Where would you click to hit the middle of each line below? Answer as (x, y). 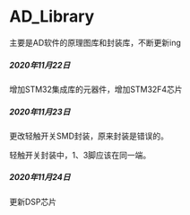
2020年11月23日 (40, 112)
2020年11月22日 (40, 65)
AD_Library (52, 17)
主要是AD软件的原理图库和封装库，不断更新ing (95, 42)
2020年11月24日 (40, 177)
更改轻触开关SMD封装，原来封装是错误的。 (89, 136)
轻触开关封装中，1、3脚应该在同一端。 (80, 155)
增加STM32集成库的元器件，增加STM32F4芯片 (96, 89)
